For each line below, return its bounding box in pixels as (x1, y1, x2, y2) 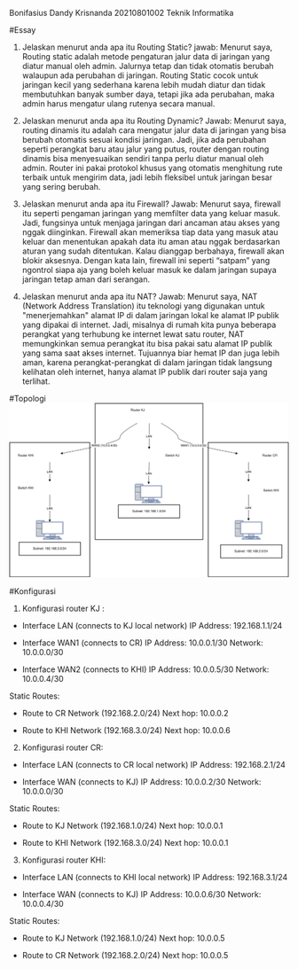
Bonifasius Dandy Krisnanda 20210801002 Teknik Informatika (9, 8, 234, 18)
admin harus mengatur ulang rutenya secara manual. (21, 98, 216, 109)
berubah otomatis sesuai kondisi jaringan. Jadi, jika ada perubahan (21, 135, 267, 145)
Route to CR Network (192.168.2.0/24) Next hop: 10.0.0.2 (21, 707, 229, 718)
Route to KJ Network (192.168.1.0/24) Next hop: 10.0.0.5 (21, 933, 225, 943)
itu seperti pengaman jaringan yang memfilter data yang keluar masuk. (21, 208, 281, 218)
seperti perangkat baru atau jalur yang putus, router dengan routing (21, 144, 270, 154)
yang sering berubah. (21, 182, 101, 191)
